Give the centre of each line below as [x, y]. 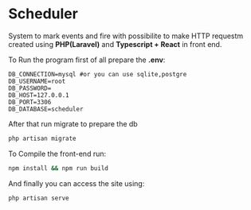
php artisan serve [39, 198]
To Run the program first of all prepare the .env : [87, 60]
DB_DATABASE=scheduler [46, 109]
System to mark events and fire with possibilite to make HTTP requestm [126, 36]
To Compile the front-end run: [57, 154]
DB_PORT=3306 [30, 102]
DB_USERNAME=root [37, 81]
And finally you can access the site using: [76, 183]
